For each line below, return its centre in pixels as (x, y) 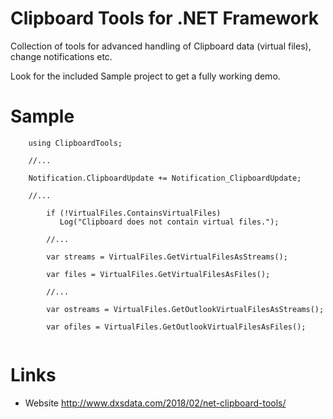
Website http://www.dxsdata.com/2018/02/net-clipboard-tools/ (155, 403)
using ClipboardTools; (75, 143)
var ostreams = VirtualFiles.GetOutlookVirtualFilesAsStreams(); (185, 309)
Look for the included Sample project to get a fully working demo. (145, 76)
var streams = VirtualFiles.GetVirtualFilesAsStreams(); (167, 257)
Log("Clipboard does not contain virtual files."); (169, 222)
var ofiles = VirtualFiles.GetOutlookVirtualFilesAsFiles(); (176, 327)
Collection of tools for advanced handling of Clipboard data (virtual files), (161, 46)
